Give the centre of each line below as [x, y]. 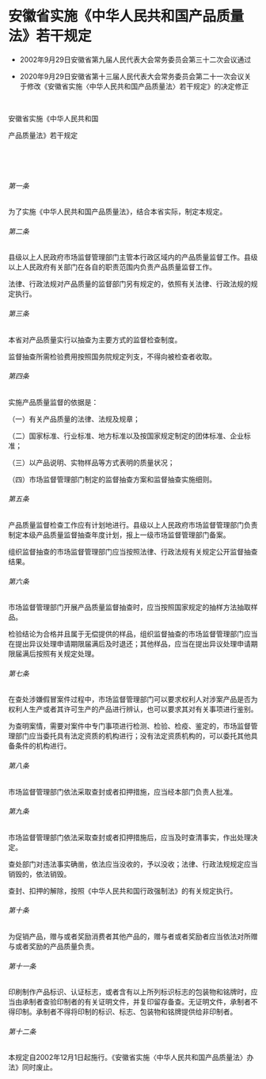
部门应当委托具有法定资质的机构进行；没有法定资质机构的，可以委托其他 [133, 736]
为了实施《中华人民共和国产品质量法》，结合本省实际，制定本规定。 [118, 212]
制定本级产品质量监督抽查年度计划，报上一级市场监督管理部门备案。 [119, 535]
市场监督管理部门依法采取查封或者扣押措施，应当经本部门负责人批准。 [123, 791]
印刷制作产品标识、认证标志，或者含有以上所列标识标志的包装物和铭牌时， [129, 992]
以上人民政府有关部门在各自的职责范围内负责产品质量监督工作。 [112, 267]
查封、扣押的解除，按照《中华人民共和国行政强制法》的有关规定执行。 [123, 890]
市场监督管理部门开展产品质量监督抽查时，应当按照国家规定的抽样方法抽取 [129, 608]
